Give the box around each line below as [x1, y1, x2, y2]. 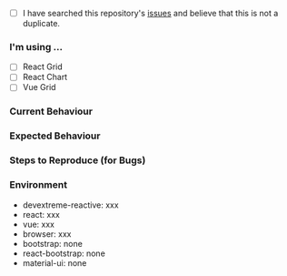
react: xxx [22, 209, 61, 220]
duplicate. [22, 18, 61, 29]
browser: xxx [22, 228, 72, 240]
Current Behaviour [9, 105, 94, 118]
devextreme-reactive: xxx [22, 199, 120, 210]
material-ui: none [22, 257, 87, 268]
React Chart [22, 72, 68, 83]
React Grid [22, 61, 64, 72]
